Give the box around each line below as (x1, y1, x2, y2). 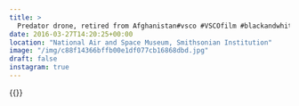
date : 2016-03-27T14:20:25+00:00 (9, 29, 133, 38)
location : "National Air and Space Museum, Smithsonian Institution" (9, 37, 273, 47)
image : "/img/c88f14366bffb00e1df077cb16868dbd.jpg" (9, 46, 209, 55)
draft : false (9, 54, 58, 63)
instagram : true (9, 63, 69, 72)
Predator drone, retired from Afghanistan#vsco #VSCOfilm (17, 21, 238, 30)
